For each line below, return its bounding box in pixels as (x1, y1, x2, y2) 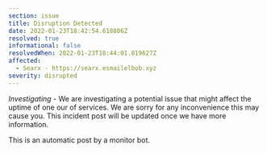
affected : (8, 57, 42, 65)
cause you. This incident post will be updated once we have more (8, 110, 227, 121)
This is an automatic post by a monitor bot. (8, 134, 151, 145)
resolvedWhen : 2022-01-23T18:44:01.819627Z (8, 49, 157, 57)
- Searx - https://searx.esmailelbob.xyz (15, 64, 157, 72)
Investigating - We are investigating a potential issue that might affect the (8, 93, 252, 103)
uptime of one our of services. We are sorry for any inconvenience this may (8, 102, 260, 112)
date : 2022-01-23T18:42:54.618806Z (8, 27, 128, 35)
